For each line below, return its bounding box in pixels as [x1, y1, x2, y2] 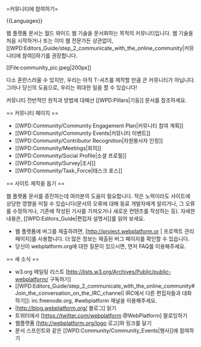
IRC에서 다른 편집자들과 [125, 289, 181, 297]
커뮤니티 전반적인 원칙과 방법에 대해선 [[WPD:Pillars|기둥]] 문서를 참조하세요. [6, 96, 187, 104]
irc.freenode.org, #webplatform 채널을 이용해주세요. [31, 297, 157, 304]
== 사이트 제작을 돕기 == [6, 180, 65, 187]
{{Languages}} [6, 17, 43, 24]
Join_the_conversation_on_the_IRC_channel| [14, 289, 125, 297]
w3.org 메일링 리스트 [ [14, 268, 68, 275]
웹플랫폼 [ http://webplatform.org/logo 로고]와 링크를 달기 [14, 319, 152, 327]
